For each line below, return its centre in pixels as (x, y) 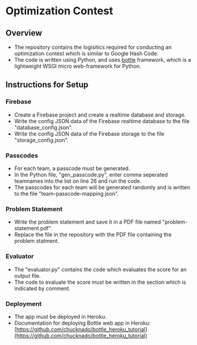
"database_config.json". (43, 127)
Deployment (24, 303)
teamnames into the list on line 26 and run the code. (78, 181)
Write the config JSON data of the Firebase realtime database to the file (102, 121)
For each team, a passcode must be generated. (72, 168)
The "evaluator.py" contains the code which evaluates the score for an (100, 269)
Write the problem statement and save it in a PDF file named (88, 222)
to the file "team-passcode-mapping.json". (66, 193)
